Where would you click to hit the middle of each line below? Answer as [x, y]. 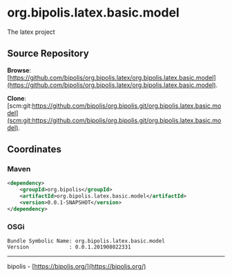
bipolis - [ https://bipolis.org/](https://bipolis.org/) [77, 267]
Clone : [17, 98]
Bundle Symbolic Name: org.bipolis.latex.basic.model [86, 241]
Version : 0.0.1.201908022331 [69, 247]
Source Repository [48, 54]
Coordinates [35, 150]
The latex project [31, 32]
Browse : [19, 70]
